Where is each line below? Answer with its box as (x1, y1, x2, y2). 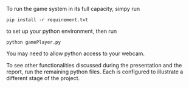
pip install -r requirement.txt (6, 17, 88, 23)
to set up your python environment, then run (6, 27, 117, 35)
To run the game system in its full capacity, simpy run (6, 5, 140, 12)
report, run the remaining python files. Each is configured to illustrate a (6, 68, 184, 75)
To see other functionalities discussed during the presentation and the (6, 62, 182, 69)
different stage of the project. (6, 75, 80, 81)
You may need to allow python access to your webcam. (6, 50, 145, 57)
